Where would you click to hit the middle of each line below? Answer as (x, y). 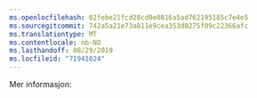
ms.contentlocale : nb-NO (55, 42)
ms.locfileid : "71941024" (57, 59)
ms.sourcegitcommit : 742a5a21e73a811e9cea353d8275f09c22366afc (129, 26)
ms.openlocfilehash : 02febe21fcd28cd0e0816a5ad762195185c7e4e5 (129, 17)
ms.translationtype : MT (53, 34)
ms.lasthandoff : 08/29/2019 (61, 51)
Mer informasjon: (40, 84)
